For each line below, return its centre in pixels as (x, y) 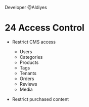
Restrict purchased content (40, 99)
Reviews (28, 84)
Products (29, 62)
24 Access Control (45, 28)
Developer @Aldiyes (26, 7)
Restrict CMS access (34, 42)
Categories (31, 57)
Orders (27, 79)
